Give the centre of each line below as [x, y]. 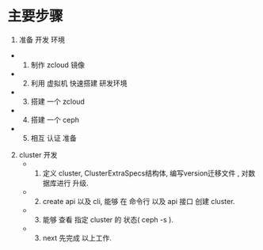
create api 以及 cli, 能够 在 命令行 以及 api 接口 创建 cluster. [139, 201]
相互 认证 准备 [53, 138]
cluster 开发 [38, 154]
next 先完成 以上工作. [77, 237]
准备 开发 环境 [42, 40]
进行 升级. [72, 183]
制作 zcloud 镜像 [57, 65]
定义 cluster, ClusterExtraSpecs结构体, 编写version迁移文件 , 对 [145, 173]
